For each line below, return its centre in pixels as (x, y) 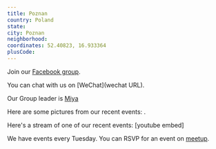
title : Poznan (28, 13)
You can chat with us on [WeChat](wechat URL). (76, 85)
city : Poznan (26, 33)
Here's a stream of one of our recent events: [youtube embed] (96, 125)
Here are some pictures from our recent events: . (77, 112)
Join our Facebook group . (44, 71)
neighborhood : (28, 39)
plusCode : (21, 52)
